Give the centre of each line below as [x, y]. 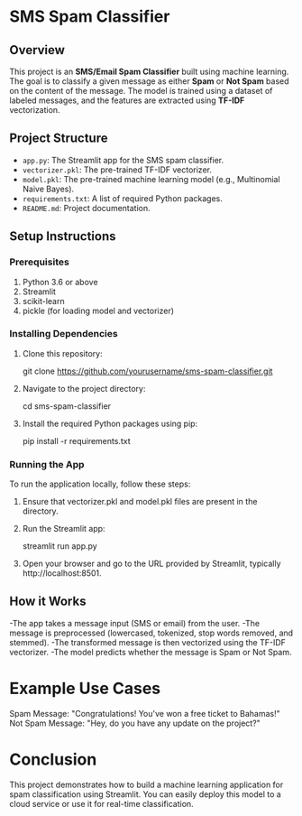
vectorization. [35, 110]
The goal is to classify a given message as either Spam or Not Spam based [150, 81]
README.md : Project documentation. [86, 208]
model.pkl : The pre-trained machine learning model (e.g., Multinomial [151, 179]
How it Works [48, 602]
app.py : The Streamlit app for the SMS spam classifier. [123, 160]
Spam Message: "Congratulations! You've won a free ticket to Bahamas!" [145, 713]
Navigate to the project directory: [84, 388]
